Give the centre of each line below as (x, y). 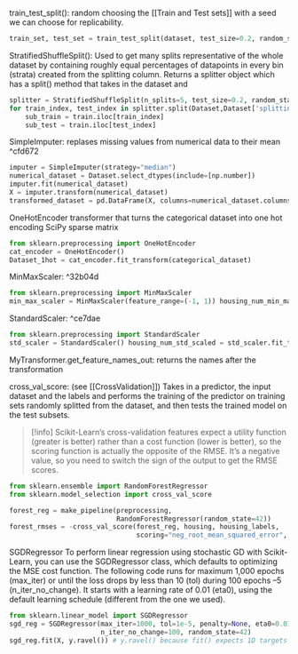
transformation (36, 369)
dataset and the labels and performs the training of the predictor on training (147, 395)
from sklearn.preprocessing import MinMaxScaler (101, 293)
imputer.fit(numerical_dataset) (69, 184)
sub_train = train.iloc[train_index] (95, 116)
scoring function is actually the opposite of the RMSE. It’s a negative (155, 451)
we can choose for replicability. (67, 22)
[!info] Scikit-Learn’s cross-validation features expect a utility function (158, 432)
